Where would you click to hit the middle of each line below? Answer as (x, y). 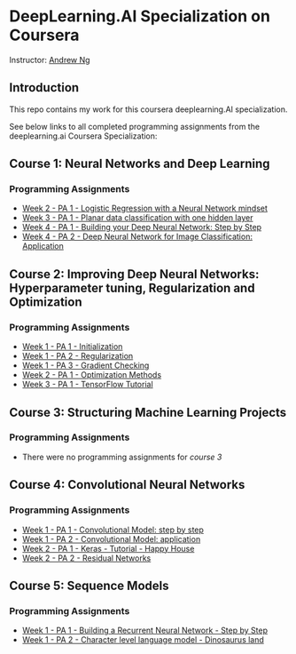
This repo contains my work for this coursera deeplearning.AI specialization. (148, 109)
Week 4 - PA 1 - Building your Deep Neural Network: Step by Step (142, 227)
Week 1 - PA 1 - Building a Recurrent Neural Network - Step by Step (145, 630)
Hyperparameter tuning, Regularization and (132, 287)
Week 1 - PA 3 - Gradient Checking (86, 365)
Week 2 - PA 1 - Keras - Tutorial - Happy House (108, 548)
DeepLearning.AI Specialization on (140, 16)
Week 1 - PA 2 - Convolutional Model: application (111, 538)
